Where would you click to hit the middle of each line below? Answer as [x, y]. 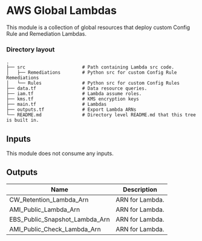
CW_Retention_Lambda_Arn [49, 199]
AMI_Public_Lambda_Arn [45, 210]
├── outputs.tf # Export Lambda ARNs [71, 110]
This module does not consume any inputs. [60, 154]
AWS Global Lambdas [61, 11]
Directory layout [31, 49]
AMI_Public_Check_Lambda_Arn [55, 229]
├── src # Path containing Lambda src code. [90, 67]
